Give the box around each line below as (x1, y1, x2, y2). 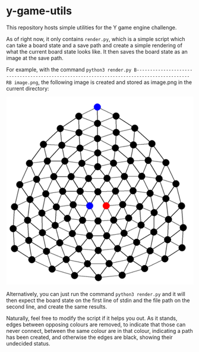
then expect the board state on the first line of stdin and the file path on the (6, 297, 190, 304)
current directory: (6, 85, 49, 92)
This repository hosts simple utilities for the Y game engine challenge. (6, 24, 177, 31)
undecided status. (6, 339, 50, 347)
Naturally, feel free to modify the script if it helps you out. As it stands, (6, 314, 178, 322)
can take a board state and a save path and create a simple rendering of (6, 42, 183, 49)
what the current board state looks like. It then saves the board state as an (6, 48, 188, 55)
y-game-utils (6, 4, 72, 18)
